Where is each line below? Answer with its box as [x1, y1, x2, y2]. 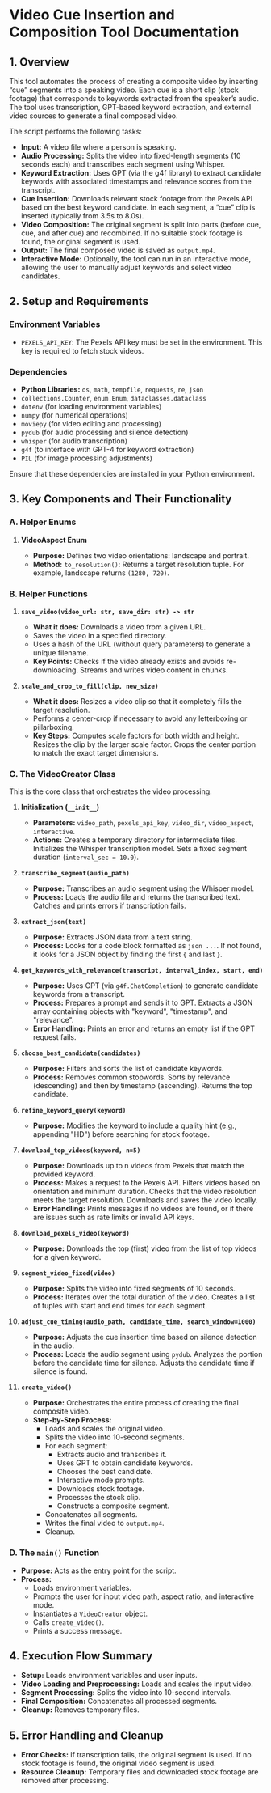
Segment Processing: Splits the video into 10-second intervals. [20, 1688, 232, 1698]
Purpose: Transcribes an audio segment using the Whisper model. [32, 884, 255, 893]
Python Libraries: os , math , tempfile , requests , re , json [20, 384, 204, 394]
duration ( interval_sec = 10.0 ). [32, 852, 140, 863]
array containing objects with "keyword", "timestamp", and [32, 1007, 228, 1016]
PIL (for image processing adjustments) [20, 453, 152, 463]
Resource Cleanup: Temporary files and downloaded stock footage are [20, 1767, 259, 1777]
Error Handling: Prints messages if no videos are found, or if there [32, 1204, 254, 1214]
